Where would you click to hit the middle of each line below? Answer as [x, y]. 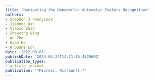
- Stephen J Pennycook [29, 19]
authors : [14, 15]
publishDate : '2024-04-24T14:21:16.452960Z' [53, 57]
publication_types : [26, 61]
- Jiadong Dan [20, 24]
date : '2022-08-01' [26, 52]
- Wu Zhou [16, 38]
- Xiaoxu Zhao [20, 29]
